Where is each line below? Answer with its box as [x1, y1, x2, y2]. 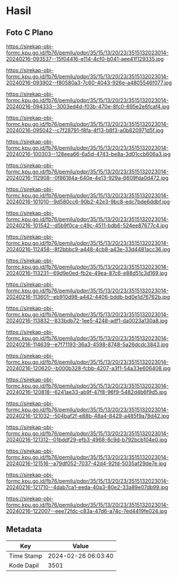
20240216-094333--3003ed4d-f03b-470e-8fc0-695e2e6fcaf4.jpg [6, 103, 170, 110]
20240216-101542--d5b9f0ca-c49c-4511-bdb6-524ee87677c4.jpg [6, 222, 169, 229]
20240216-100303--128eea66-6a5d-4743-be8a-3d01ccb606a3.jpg [6, 151, 171, 158]
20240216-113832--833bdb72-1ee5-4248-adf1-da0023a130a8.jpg [6, 317, 168, 324]
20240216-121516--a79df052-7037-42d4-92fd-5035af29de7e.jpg [6, 460, 167, 467]
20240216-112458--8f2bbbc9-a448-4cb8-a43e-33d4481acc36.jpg [6, 246, 171, 252]
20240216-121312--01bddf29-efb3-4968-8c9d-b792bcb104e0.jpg [6, 436, 167, 443]
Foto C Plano [6, 28, 53, 37]
